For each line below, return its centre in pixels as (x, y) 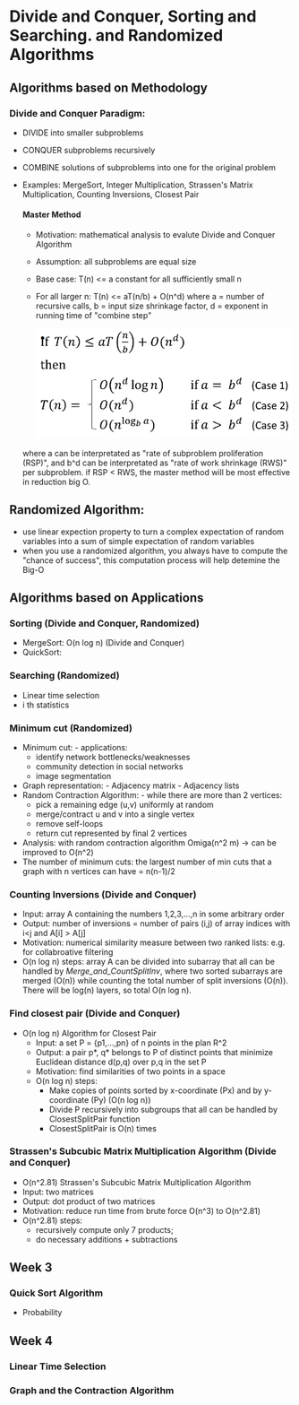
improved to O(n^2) (58, 852)
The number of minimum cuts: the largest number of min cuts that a (147, 862)
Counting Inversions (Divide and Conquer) (103, 894)
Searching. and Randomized (116, 35)
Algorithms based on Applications (107, 598)
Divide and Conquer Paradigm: (77, 113)
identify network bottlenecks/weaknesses (113, 757)
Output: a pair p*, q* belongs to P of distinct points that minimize (154, 1052)
